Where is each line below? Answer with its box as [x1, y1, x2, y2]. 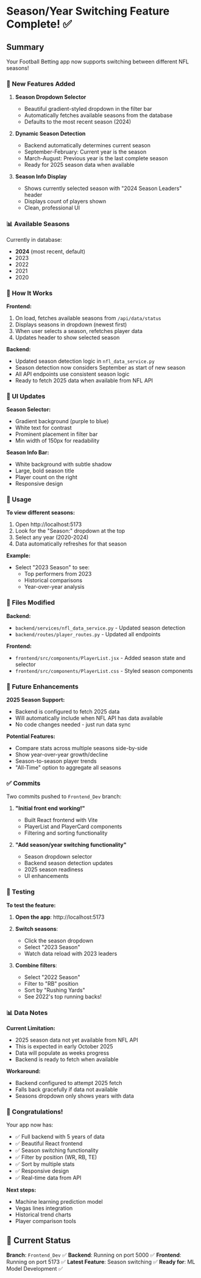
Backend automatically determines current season [24, 142, 151, 149]
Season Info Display [15, 173, 67, 180]
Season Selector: [6, 406, 51, 413]
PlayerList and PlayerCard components [24, 823, 122, 830]
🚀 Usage [6, 495, 32, 504]
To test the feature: [6, 901, 56, 908]
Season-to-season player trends [15, 757, 97, 765]
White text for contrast [15, 424, 72, 432]
